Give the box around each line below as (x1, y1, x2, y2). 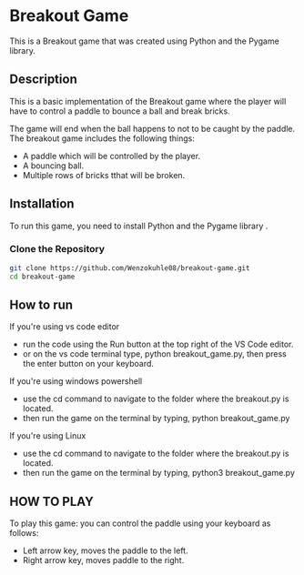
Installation (9, 197, 75, 212)
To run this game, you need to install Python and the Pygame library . (9, 220, 269, 231)
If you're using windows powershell (9, 376, 143, 387)
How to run (9, 298, 74, 312)
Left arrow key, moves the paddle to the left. (22, 545, 188, 556)
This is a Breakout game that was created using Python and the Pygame (9, 35, 279, 46)
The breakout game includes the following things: (9, 133, 196, 144)
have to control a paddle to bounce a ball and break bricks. (9, 106, 230, 116)
